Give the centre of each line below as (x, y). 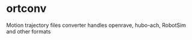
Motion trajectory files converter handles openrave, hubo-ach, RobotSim (96, 25)
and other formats (29, 31)
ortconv (26, 9)
